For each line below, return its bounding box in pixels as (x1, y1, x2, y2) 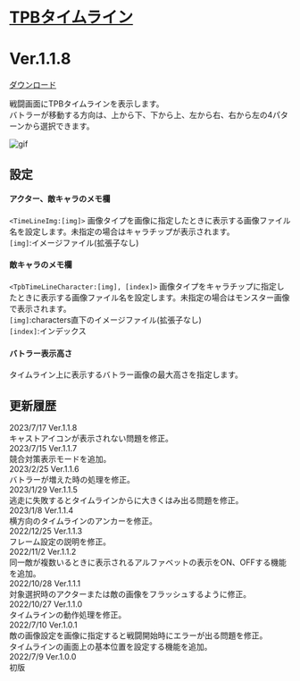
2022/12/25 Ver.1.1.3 (9, 525, 83, 536)
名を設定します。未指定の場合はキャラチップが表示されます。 (9, 226, 235, 237)
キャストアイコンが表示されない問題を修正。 (9, 433, 174, 443)
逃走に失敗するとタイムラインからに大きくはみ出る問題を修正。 (9, 494, 244, 505)
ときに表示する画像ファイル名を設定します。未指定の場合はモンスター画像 (16, 291, 290, 303)
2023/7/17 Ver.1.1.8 (9, 422, 78, 433)
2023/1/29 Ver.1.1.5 (9, 483, 79, 495)
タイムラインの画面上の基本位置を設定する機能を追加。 (9, 641, 212, 652)
